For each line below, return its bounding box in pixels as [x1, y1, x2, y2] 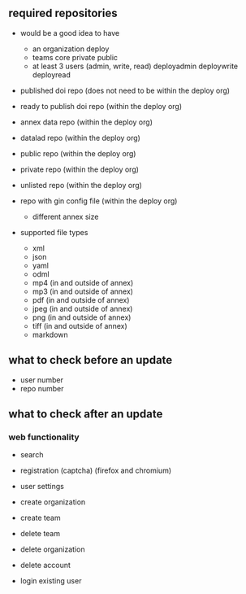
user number [19, 374, 63, 385]
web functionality [8, 431, 80, 443]
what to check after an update [8, 407, 163, 421]
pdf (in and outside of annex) [32, 295, 130, 304]
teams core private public [32, 52, 119, 62]
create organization [19, 497, 86, 507]
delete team [19, 529, 61, 539]
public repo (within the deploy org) [19, 148, 136, 158]
